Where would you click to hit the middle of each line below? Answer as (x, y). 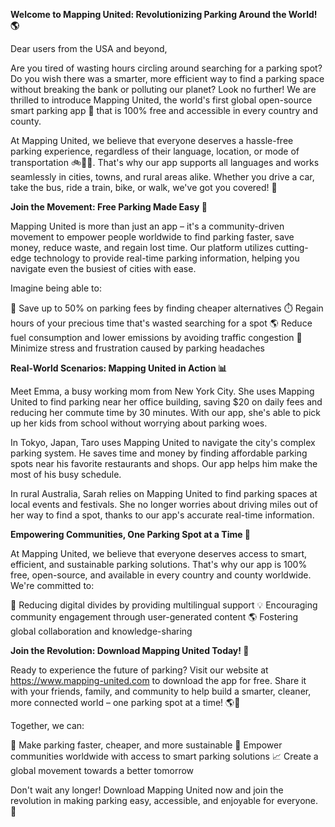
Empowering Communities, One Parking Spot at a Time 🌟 (131, 534)
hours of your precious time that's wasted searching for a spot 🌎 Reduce (161, 323)
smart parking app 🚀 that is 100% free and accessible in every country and (164, 110)
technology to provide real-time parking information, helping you (166, 258)
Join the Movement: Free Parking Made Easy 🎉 (109, 207)
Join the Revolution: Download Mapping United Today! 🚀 (130, 650)
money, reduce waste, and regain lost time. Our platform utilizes (142, 247)
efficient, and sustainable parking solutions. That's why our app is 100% (159, 564)
